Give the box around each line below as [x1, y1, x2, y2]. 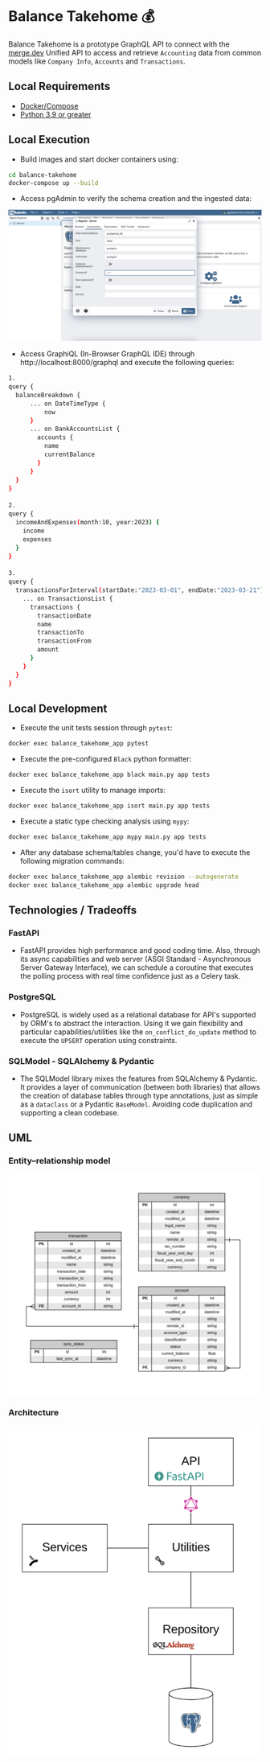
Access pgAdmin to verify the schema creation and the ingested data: [19, 194, 252, 203]
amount [37, 646, 59, 654]
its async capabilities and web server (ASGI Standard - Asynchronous [19, 955, 252, 964]
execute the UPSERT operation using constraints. [19, 1035, 178, 1045]
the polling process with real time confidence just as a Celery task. [19, 971, 241, 981]
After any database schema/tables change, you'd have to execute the [19, 847, 251, 857]
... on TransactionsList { [22, 594, 113, 602]
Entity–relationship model [8, 1156, 111, 1167]
